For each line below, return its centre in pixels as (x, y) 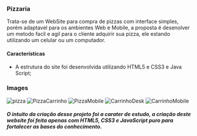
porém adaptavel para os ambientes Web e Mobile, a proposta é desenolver (98, 28)
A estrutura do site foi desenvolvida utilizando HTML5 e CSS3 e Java (98, 67)
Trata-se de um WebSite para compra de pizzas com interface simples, (93, 22)
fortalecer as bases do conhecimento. (54, 127)
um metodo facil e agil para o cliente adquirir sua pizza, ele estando (89, 34)
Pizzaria (18, 9)
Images (18, 88)
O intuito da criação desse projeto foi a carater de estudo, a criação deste (99, 114)
